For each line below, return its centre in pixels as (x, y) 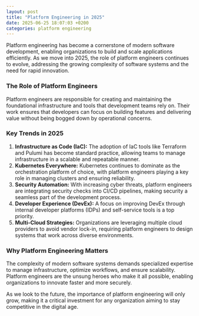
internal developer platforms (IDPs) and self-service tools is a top (94, 210)
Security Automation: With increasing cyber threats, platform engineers (103, 184)
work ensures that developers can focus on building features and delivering (99, 111)
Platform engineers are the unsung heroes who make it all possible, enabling (100, 276)
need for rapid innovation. (38, 71)
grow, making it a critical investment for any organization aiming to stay (93, 300)
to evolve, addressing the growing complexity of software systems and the (97, 64)
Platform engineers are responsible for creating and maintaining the (89, 99)
